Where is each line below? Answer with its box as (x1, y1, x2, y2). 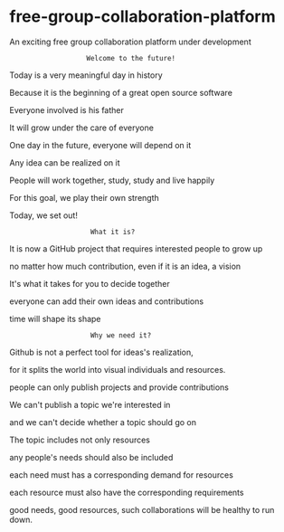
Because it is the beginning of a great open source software (9, 87, 233, 98)
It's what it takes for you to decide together (9, 278, 170, 289)
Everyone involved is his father (9, 104, 125, 115)
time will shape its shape (9, 313, 101, 324)
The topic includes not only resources (9, 434, 151, 445)
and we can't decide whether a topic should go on (9, 416, 197, 427)
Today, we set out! (9, 210, 79, 221)
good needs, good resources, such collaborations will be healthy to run (9, 504, 275, 515)
